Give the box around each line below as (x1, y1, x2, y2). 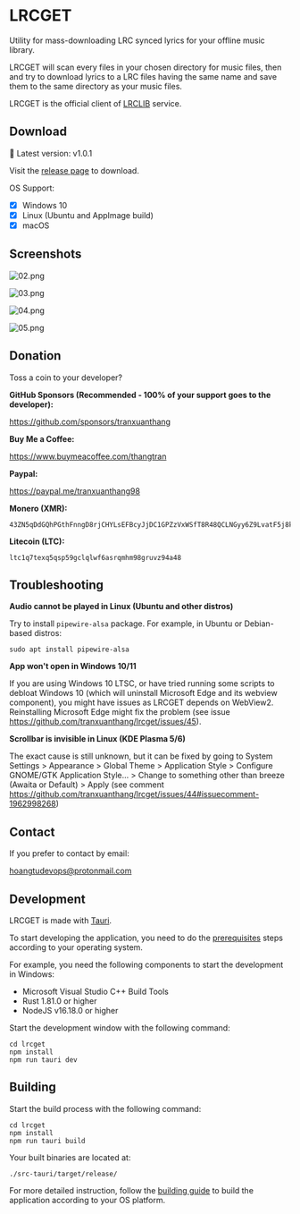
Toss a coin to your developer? (9, 372, 123, 383)
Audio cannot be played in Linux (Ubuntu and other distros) (9, 601, 234, 612)
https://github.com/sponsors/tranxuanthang (9, 416, 171, 427)
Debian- (244, 618, 274, 629)
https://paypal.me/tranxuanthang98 (9, 485, 141, 497)
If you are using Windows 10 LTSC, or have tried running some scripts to (9, 678, 275, 689)
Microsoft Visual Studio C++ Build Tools (21, 986, 170, 997)
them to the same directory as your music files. (9, 81, 183, 91)
